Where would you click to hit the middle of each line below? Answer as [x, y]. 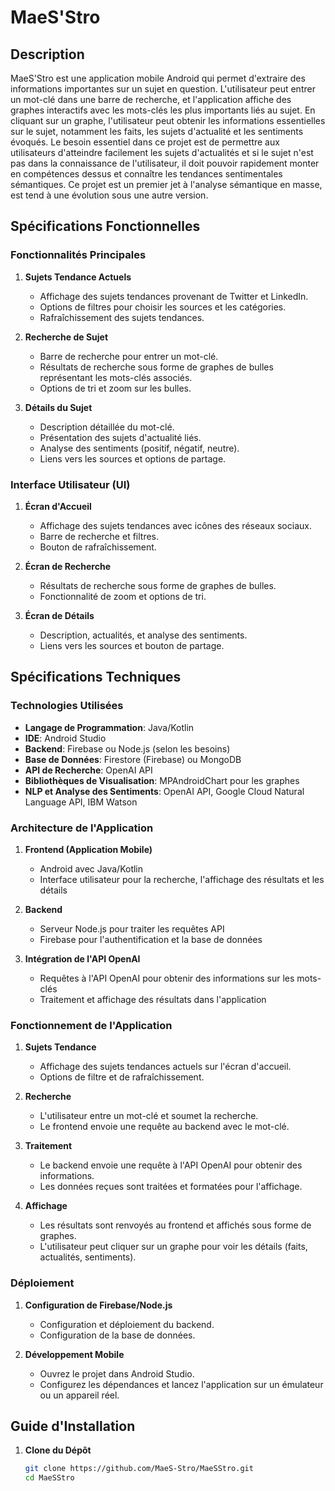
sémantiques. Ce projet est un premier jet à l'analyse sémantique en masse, [166, 184]
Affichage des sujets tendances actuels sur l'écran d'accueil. [165, 1067]
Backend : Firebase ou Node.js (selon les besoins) [127, 748]
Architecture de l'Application [82, 828]
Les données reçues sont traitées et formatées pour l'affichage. [171, 1187]
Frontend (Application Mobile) [88, 849]
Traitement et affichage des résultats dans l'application [153, 999]
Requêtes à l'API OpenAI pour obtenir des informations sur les [167, 978]
